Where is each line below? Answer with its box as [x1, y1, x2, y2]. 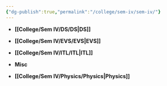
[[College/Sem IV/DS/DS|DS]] [14, 25, 91, 33]
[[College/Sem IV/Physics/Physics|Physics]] [14, 72, 130, 79]
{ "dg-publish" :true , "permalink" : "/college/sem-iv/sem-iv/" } [5, 8, 162, 15]
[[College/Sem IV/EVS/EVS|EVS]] [14, 37, 101, 44]
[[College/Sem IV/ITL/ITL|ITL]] [14, 49, 94, 56]
